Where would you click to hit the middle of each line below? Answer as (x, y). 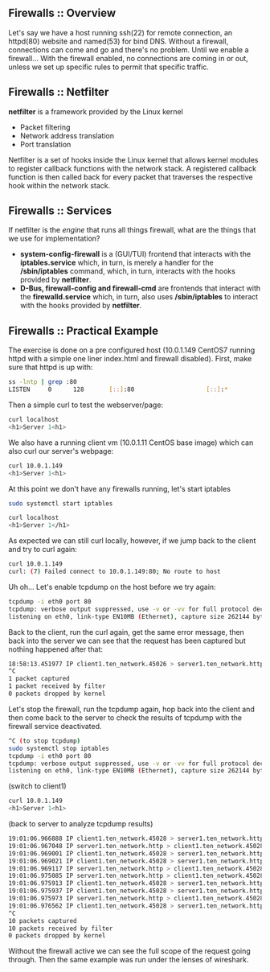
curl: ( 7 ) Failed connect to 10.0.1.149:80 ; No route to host (115, 571)
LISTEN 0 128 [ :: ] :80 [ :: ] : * (118, 389)
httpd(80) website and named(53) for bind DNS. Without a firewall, (119, 41)
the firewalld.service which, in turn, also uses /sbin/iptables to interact (139, 297)
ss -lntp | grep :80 (43, 382)
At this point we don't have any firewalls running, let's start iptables (120, 488)
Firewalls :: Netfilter (59, 92)
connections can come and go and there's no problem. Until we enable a (129, 49)
